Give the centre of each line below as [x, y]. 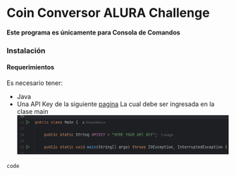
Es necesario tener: [35, 83]
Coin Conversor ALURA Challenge [108, 13]
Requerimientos [30, 67]
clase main [32, 112]
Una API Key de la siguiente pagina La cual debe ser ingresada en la [116, 104]
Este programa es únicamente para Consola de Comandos [93, 32]
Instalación [26, 51]
